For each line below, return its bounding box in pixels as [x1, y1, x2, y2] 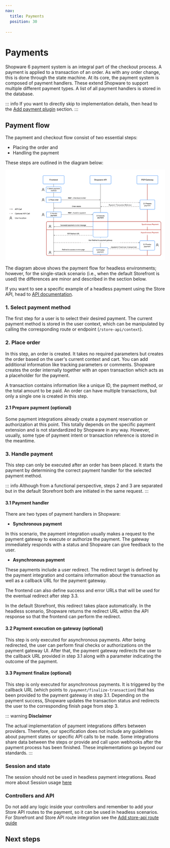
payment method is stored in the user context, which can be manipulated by [5, 321, 164, 327]
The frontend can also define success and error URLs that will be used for [5, 588, 160, 594]
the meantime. [5, 437, 36, 443]
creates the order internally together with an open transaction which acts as [5, 367, 164, 373]
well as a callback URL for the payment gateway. [5, 577, 107, 584]
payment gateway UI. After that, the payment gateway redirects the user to [5, 647, 161, 653]
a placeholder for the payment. [5, 372, 70, 378]
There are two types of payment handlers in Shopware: [5, 511, 121, 517]
